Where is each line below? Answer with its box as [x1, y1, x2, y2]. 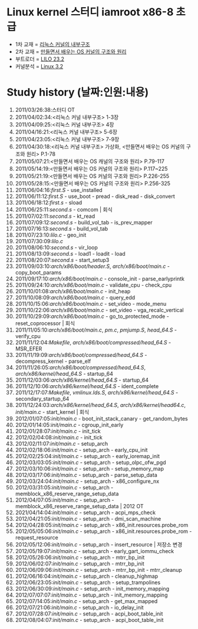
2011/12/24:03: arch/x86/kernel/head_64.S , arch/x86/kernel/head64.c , [15, 401, 186, 408]
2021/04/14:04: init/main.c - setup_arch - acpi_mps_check [15, 509, 156, 516]
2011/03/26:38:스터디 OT [15, 106, 75, 113]
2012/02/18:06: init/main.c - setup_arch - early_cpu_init [15, 446, 148, 453]
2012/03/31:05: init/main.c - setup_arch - [15, 484, 114, 491]
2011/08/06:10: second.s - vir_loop [15, 244, 98, 251]
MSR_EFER [15, 345, 42, 352]
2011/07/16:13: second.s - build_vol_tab [15, 225, 108, 232]
